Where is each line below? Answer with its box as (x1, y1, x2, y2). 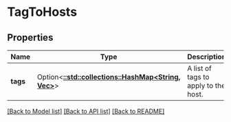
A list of (186, 63, 212, 73)
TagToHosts (7, 4, 78, 20)
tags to (186, 72, 210, 81)
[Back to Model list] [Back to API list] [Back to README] (7, 108, 165, 115)
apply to (186, 81, 214, 90)
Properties (7, 32, 54, 43)
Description (186, 52, 227, 61)
